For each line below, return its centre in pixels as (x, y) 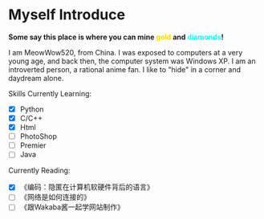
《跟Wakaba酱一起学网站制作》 (72, 207)
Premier (33, 145)
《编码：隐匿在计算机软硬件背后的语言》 (87, 187)
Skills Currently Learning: (50, 93)
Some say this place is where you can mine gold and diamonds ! (116, 37)
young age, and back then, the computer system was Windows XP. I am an (132, 61)
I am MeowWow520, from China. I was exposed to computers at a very (126, 52)
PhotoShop (39, 136)
